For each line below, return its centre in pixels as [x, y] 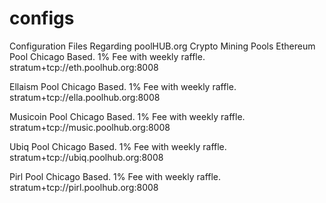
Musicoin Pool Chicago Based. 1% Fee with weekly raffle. [127, 116]
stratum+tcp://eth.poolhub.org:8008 [84, 67]
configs [42, 18]
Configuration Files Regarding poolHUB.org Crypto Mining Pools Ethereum [162, 46]
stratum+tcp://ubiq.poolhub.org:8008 [86, 157]
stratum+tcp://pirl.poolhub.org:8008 [84, 187]
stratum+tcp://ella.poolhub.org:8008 [85, 97]
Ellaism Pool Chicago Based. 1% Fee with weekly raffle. [123, 86]
